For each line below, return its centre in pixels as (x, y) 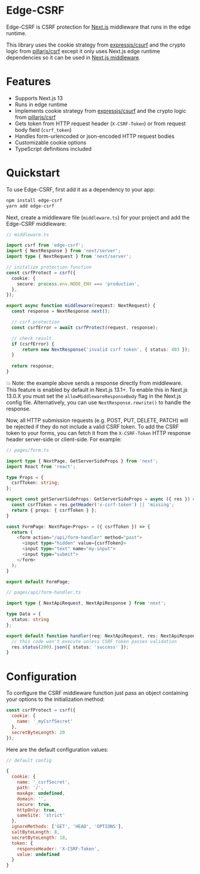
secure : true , (34, 804)
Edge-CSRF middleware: (36, 224)
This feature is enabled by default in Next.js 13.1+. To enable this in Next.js (97, 390)
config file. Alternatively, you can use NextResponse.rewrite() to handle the (99, 402)
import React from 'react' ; (41, 467)
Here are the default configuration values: (57, 749)
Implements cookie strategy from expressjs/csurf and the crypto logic (100, 110)
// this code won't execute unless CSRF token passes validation (94, 641)
